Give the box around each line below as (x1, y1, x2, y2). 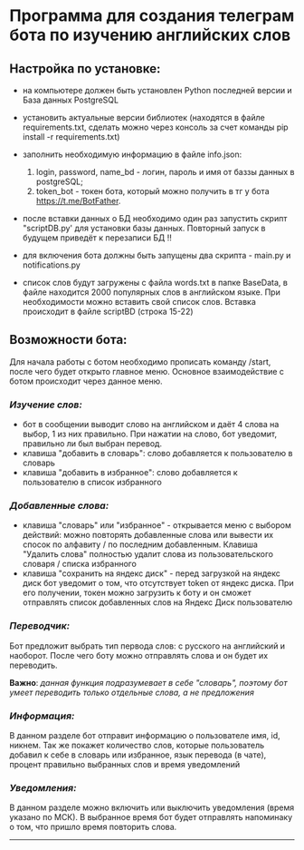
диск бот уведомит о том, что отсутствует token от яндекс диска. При (22, 578, 294, 589)
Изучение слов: (9, 398, 83, 411)
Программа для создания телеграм (9, 5, 295, 26)
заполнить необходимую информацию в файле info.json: (22, 149, 242, 160)
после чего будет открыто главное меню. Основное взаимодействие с (9, 366, 285, 376)
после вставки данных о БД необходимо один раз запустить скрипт (22, 213, 288, 223)
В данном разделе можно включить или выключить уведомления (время (9, 802, 295, 813)
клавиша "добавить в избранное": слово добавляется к (22, 467, 238, 478)
